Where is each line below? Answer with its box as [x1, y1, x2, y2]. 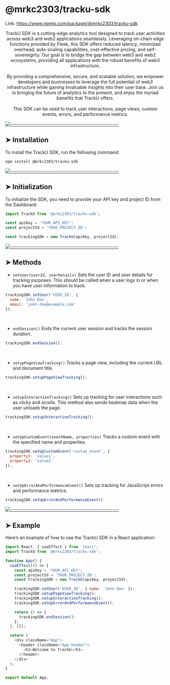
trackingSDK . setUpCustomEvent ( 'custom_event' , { [5, 449, 110, 454]
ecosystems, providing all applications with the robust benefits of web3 [11, 57, 160, 63]
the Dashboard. [5, 202, 38, 208]
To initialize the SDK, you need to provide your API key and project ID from [5, 196, 161, 202]
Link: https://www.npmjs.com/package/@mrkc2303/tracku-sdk [5, 20, 138, 26]
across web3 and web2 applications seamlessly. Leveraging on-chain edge [7, 36, 164, 42]
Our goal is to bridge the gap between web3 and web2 [41, 52, 156, 58]
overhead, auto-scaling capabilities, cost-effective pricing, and [14, 46, 146, 52]
